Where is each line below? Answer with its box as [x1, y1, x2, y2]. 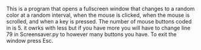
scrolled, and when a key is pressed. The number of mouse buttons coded [6, 18, 192, 25]
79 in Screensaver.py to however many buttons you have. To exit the [6, 31, 177, 38]
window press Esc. [6, 37, 53, 44]
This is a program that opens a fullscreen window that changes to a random [6, 5, 195, 12]
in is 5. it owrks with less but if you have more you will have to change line [6, 24, 191, 31]
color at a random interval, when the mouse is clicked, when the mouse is [6, 11, 190, 19]
